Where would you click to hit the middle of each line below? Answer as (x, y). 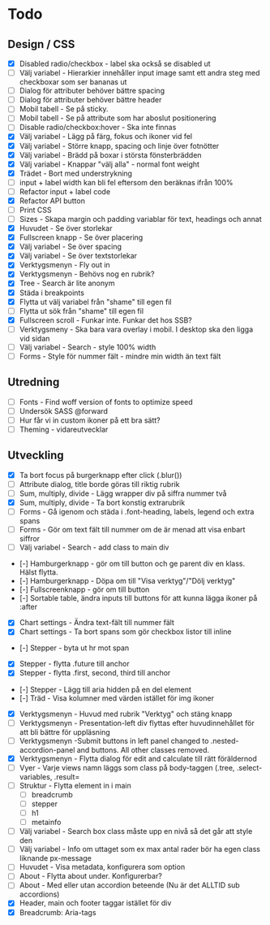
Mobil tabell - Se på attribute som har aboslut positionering (118, 118)
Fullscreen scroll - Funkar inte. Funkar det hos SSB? (105, 320)
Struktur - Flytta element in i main (75, 785)
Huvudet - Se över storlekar (66, 228)
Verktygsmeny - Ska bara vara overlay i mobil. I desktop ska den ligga (136, 329)
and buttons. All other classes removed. (143, 749)
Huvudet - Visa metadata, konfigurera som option (102, 867)
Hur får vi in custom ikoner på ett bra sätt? (90, 420)
